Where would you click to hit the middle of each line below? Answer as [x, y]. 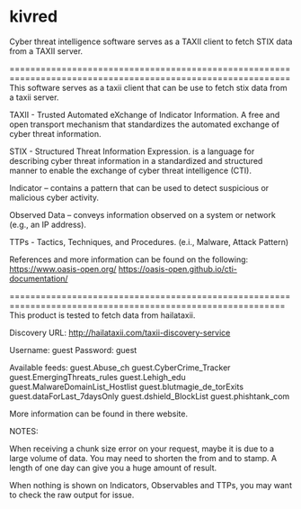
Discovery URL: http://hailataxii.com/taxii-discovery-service [120, 332]
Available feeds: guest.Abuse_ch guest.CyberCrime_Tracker [120, 368]
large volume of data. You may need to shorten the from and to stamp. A [143, 458]
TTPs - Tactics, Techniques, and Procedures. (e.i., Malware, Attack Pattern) [149, 241]
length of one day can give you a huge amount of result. [113, 468]
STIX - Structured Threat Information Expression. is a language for [132, 151]
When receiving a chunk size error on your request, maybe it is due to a [142, 449]
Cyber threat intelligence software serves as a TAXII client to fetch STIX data [151, 41]
